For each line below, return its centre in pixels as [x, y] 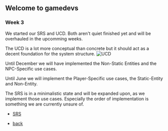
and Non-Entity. [22, 83]
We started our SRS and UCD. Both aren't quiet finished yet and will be [78, 33]
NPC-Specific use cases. [31, 68]
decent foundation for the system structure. [50, 53]
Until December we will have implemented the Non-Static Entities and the [81, 63]
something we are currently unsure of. [45, 104]
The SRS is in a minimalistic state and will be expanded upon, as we [75, 93]
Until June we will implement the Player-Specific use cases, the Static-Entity [84, 78]
